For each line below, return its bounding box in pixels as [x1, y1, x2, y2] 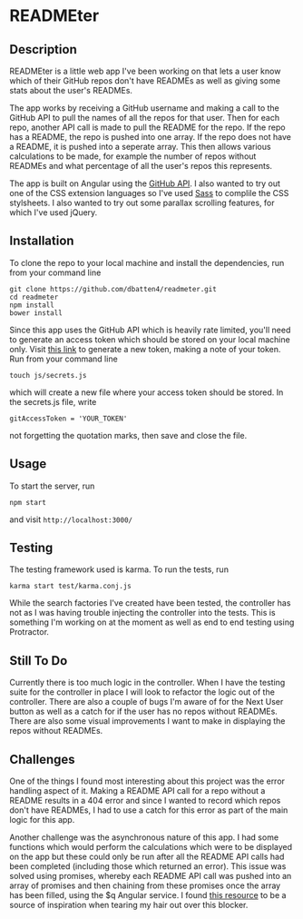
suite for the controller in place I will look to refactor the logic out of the [9, 687, 275, 697]
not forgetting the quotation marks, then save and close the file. [9, 430, 248, 440]
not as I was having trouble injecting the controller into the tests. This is [9, 608, 276, 618]
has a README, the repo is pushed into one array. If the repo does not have [9, 132, 292, 142]
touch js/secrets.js [9, 371, 88, 380]
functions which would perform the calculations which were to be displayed [9, 842, 293, 853]
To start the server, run [9, 480, 95, 491]
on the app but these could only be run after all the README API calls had [9, 851, 285, 863]
